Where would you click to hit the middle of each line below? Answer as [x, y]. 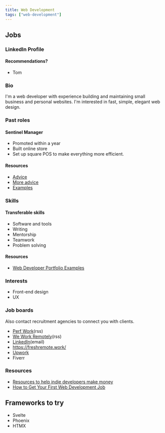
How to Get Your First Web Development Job [59, 387]
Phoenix [21, 420]
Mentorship [24, 234]
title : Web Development [30, 10]
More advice [25, 182]
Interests [16, 281]
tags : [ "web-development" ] [33, 15]
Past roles [18, 120]
